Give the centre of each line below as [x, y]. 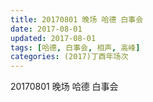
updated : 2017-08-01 [53, 38]
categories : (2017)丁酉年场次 [69, 57]
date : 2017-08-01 [46, 29]
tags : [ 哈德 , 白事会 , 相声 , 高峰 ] [75, 47]
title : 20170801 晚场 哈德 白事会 [77, 19]
